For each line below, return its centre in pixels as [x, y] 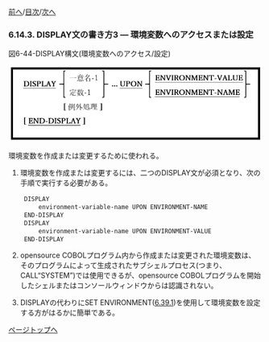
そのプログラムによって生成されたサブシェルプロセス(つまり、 [123, 265]
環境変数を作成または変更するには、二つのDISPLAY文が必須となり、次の [140, 172]
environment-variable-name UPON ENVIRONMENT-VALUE [125, 231]
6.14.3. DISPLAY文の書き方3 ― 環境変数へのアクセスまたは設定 [131, 35]
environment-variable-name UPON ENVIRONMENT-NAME [123, 207]
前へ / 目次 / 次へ [32, 12]
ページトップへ [33, 329]
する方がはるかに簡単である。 [69, 312]
